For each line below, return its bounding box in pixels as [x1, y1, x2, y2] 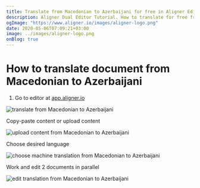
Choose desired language [6, 140, 70, 148]
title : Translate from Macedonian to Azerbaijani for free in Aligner [6, 8, 185, 15]
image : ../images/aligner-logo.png [6, 31, 95, 37]
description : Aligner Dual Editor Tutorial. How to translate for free [6, 14, 187, 20]
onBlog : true [6, 36, 39, 42]
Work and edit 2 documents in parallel [6, 163, 99, 170]
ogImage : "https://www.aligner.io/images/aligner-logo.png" [6, 20, 159, 26]
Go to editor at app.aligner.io [14, 94, 85, 101]
